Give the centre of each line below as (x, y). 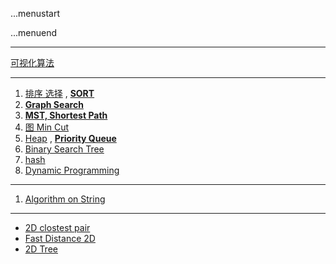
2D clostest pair (57, 227)
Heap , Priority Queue (70, 138)
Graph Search (54, 104)
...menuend (34, 32)
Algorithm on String (65, 199)
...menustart (35, 13)
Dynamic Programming (72, 170)
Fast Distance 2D (60, 238)
